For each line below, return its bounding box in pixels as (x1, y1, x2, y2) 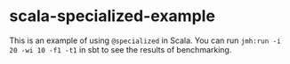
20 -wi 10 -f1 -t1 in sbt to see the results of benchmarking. (9, 44, 232, 54)
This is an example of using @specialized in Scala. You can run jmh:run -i (9, 35, 282, 46)
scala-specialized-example (9, 6, 216, 26)
